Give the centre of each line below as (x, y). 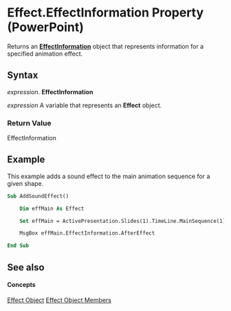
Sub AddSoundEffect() (38, 196)
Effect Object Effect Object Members (59, 300)
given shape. (25, 183)
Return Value (29, 123)
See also (26, 267)
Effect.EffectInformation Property (106, 13)
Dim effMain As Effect (52, 208)
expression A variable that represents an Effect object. (85, 105)
